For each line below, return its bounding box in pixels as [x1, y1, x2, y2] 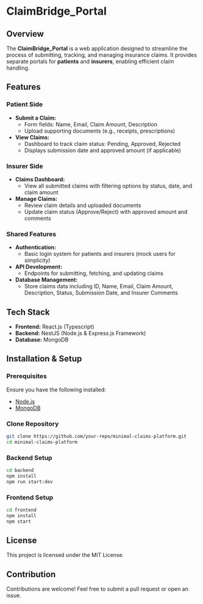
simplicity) [24, 257, 51, 264]
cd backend [6, 467, 34, 474]
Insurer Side [6, 162, 43, 170]
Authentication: [15, 244, 57, 251]
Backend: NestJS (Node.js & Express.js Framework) [15, 330, 146, 337]
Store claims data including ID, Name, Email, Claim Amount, [24, 283, 174, 290]
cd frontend [6, 507, 37, 514]
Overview [6, 29, 45, 39]
